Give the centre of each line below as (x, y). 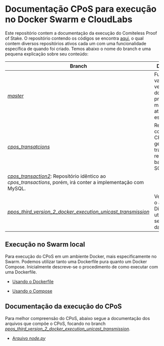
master (16, 96)
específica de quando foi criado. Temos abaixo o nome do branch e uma (78, 49)
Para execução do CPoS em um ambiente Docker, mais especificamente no (81, 256)
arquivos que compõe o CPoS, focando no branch (55, 323)
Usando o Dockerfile (33, 281)
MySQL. (17, 188)
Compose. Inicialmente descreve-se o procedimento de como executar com (82, 266)
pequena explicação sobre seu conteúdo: (47, 54)
